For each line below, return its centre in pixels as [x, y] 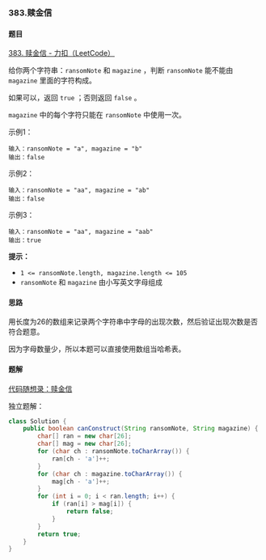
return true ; [59, 534]
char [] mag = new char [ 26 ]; [84, 444]
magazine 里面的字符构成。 [53, 81]
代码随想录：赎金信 [40, 388]
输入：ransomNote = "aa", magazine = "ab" [79, 191]
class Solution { [38, 421]
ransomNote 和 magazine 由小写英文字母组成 [91, 282]
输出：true [25, 240]
